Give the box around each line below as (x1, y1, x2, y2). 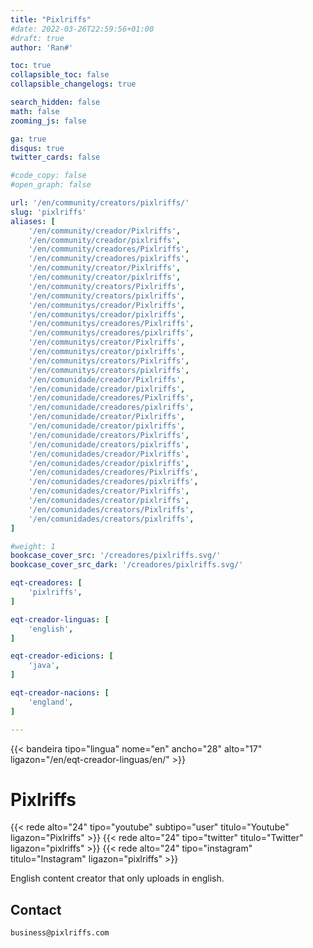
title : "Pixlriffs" (10, 14, 92, 25)
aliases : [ (10, 216, 56, 226)
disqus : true (10, 143, 65, 153)
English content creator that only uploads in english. (10, 872, 225, 885)
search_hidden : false (10, 97, 101, 107)
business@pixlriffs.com (10, 928, 110, 938)
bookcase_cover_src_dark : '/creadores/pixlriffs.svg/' (10, 560, 244, 570)
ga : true (10, 134, 47, 144)
